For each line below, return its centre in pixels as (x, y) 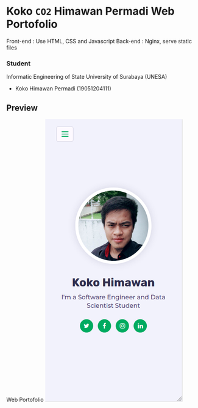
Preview (22, 108)
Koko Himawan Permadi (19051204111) (63, 89)
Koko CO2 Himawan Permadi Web (90, 11)
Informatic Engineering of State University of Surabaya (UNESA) (87, 77)
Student (19, 64)
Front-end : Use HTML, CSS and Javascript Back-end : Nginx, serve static (99, 41)
